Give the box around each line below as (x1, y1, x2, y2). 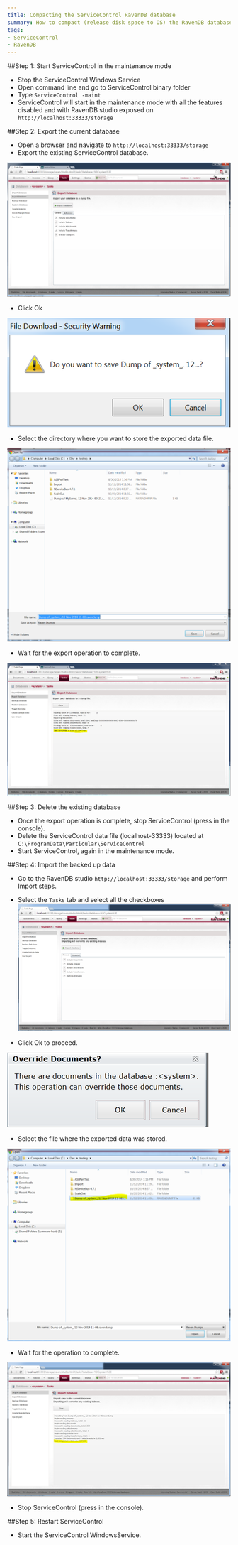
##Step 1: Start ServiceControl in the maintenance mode (7, 62, 172, 70)
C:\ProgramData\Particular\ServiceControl (17, 840, 145, 848)
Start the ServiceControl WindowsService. (17, 1531, 142, 1539)
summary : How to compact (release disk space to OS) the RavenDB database (7, 18, 233, 26)
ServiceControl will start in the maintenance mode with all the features (17, 98, 223, 107)
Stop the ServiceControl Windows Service (17, 75, 141, 85)
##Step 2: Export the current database (7, 127, 120, 136)
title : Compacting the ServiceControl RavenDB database (7, 11, 176, 18)
